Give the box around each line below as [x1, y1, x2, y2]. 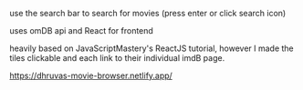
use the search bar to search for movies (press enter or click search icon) [9, 8, 287, 18]
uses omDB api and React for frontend [9, 25, 153, 35]
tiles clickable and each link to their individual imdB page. [9, 53, 225, 63]
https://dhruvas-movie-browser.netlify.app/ [9, 70, 173, 81]
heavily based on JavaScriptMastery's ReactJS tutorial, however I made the [9, 43, 294, 54]
